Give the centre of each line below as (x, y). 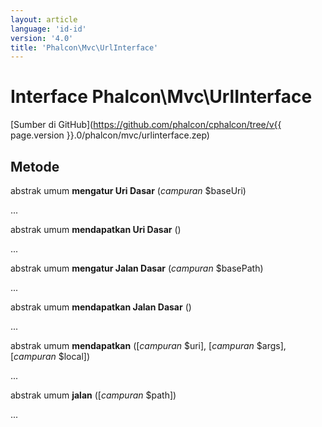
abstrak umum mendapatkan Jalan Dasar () (101, 307)
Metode (35, 166)
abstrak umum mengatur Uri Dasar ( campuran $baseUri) (128, 190)
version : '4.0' (42, 38)
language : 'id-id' (48, 29)
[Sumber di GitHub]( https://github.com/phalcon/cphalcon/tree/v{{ (146, 125)
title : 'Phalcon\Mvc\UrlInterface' (84, 47)
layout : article (44, 19)
